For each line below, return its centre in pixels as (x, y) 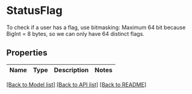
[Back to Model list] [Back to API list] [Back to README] (76, 84)
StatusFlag (35, 11)
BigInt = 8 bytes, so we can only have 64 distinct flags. (76, 33)
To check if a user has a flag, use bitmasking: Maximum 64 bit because (96, 27)
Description (71, 70)
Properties (27, 53)
